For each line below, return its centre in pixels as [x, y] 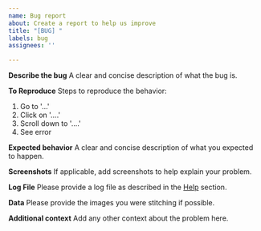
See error [36, 132]
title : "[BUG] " [35, 30]
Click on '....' [40, 115]
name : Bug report [37, 16]
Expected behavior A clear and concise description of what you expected [131, 148]
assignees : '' [32, 46]
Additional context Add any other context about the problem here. [118, 218]
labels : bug [28, 38]
